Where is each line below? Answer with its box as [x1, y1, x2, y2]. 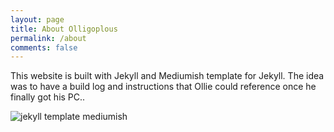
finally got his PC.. [10, 91, 86, 103]
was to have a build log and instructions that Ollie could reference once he [10, 81, 317, 93]
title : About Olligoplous [10, 24, 118, 34]
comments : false [10, 42, 78, 53]
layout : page [10, 14, 65, 25]
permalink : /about [10, 33, 87, 43]
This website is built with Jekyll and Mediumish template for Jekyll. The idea [10, 70, 325, 82]
